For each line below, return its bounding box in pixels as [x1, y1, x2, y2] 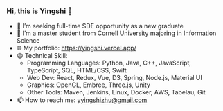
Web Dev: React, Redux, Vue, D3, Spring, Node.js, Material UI [26, 74, 202, 82]
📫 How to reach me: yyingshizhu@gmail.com [16, 96, 148, 104]
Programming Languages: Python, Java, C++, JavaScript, [26, 59, 192, 68]
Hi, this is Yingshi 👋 [6, 6, 73, 16]
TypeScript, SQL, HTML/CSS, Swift [26, 66, 127, 74]
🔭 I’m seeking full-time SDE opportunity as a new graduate [16, 22, 184, 30]
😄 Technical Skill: [16, 52, 68, 60]
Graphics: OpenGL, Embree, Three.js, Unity [26, 81, 150, 89]
